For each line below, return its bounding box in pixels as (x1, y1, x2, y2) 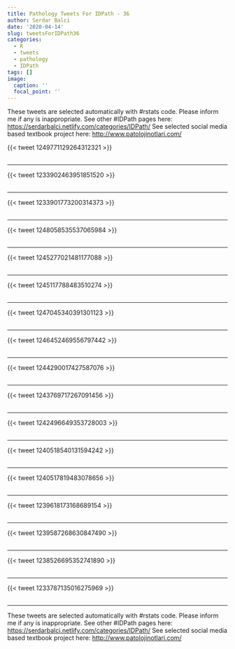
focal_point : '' (13, 88, 61, 95)
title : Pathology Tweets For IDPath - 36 (7, 10, 130, 17)
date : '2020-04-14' (7, 23, 64, 30)
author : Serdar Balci (7, 17, 71, 24)
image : (7, 75, 27, 83)
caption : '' (13, 82, 49, 89)
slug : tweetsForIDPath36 (7, 29, 80, 37)
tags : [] (7, 69, 33, 76)
